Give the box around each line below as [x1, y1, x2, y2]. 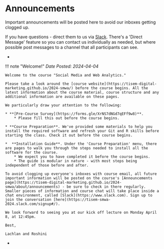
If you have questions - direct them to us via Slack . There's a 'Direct [5, 34, 142, 40]
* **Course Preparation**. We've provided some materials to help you [5, 124, 153, 129]
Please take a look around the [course [5, 81, 87, 86]
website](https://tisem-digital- [88, 81, 157, 86]
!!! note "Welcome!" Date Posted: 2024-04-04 [5, 63, 99, 69]
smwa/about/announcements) [5, 184, 60, 189]
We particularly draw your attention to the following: [5, 102, 122, 108]
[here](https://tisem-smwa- [53, 197, 111, 202]
